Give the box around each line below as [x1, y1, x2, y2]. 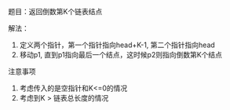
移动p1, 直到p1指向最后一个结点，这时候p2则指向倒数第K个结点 [19, 50, 222, 59]
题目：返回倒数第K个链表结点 [8, 7, 103, 16]
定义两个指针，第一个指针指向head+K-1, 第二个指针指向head [19, 40, 216, 49]
